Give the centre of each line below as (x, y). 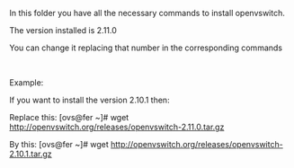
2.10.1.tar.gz (31, 154)
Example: (27, 83)
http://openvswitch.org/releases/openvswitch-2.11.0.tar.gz (117, 127)
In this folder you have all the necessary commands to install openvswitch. (147, 13)
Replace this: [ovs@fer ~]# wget (69, 117)
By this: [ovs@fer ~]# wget (59, 144)
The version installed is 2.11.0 (63, 30)
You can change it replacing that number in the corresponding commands (146, 48)
